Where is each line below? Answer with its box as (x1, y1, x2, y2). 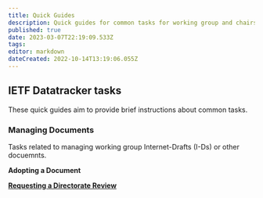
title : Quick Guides (8, 11, 76, 20)
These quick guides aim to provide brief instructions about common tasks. (8, 105, 248, 114)
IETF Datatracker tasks (8, 84, 122, 98)
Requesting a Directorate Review (8, 181, 117, 190)
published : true (8, 26, 61, 34)
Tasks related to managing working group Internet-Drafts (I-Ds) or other (8, 142, 240, 151)
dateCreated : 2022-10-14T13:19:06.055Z (8, 56, 139, 63)
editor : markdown (8, 48, 65, 56)
